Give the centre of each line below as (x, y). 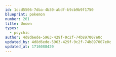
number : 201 (17, 19)
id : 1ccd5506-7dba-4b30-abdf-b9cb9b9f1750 (49, 10)
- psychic (19, 33)
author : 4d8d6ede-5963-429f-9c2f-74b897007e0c (54, 38)
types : (12, 28)
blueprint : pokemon (25, 14)
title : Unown (19, 24)
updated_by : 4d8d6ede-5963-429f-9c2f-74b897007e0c (58, 42)
